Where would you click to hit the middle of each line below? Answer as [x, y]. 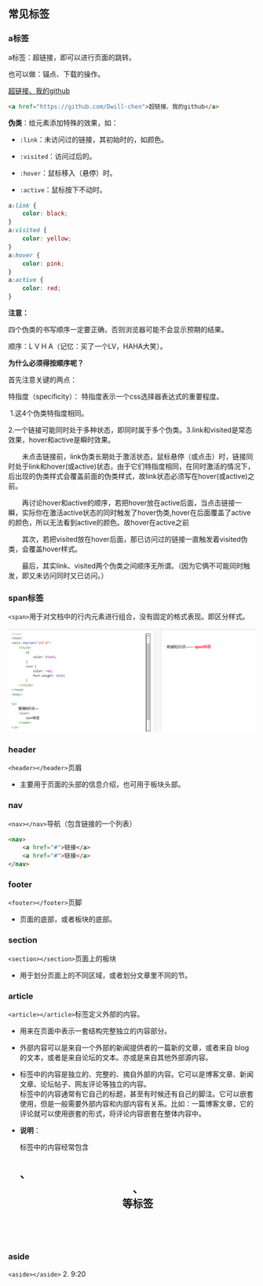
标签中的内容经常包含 [54, 1147]
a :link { [22, 206]
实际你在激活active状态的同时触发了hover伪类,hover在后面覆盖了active [136, 513]
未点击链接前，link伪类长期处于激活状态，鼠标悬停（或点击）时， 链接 [134, 457]
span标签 [26, 598]
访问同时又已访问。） [75, 576]
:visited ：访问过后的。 [58, 156]
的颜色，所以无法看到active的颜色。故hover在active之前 [99, 523]
